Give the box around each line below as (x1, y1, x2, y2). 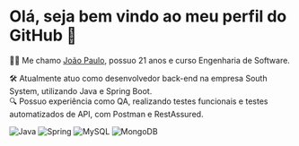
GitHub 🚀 (9, 25, 77, 46)
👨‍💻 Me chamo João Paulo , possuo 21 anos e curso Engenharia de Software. (9, 55, 290, 65)
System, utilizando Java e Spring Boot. (9, 85, 153, 96)
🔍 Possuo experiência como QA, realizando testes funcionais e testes (9, 96, 268, 107)
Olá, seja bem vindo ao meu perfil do (9, 6, 287, 27)
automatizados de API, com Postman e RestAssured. (9, 108, 204, 119)
